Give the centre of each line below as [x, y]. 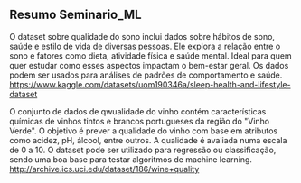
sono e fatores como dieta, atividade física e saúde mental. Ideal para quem [150, 55]
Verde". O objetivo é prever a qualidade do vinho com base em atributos [144, 131]
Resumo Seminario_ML [75, 15]
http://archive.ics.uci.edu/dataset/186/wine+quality [104, 169]
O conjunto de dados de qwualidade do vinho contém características [138, 111]
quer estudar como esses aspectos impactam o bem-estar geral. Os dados [149, 65]
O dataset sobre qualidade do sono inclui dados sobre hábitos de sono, [142, 36]
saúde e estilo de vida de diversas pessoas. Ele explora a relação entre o [145, 46]
